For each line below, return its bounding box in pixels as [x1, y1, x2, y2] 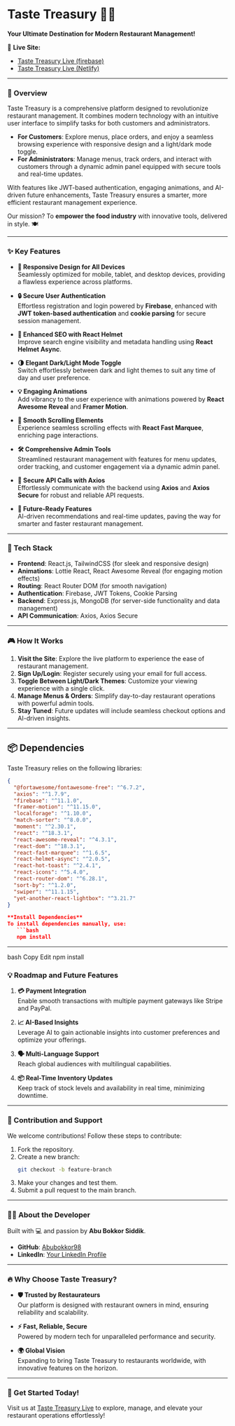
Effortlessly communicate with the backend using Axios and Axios [17, 483, 210, 491]
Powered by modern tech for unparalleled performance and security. [17, 1332, 216, 1340]
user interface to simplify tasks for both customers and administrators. [7, 119, 211, 128]
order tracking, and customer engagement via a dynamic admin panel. [17, 462, 220, 470]
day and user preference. [17, 373, 91, 381]
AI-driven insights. [17, 714, 71, 723]
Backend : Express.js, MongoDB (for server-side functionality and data [17, 596, 220, 605]
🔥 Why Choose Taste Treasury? [7, 1274, 117, 1284]
